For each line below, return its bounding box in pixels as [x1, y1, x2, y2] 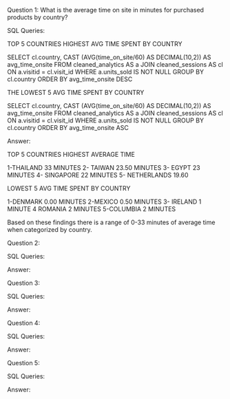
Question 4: [7, 319, 41, 327]
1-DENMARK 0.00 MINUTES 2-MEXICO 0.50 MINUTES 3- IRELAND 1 [7, 197, 202, 206]
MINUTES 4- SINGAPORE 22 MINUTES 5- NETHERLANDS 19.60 [7, 171, 189, 179]
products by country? [7, 13, 68, 21]
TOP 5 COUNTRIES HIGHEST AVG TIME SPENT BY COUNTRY [7, 40, 182, 47]
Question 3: [7, 279, 40, 287]
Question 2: [7, 239, 40, 247]
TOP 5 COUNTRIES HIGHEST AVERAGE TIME [7, 151, 136, 158]
